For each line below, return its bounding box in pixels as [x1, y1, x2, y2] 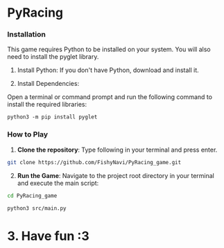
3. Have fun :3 [7, 228, 89, 244]
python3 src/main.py [7, 204, 67, 212]
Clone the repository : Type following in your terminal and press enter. [17, 145, 218, 154]
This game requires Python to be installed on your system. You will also [7, 45, 211, 53]
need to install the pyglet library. [7, 53, 99, 61]
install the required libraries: [7, 100, 87, 109]
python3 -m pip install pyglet [7, 114, 98, 121]
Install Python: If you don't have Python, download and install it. [17, 66, 199, 74]
